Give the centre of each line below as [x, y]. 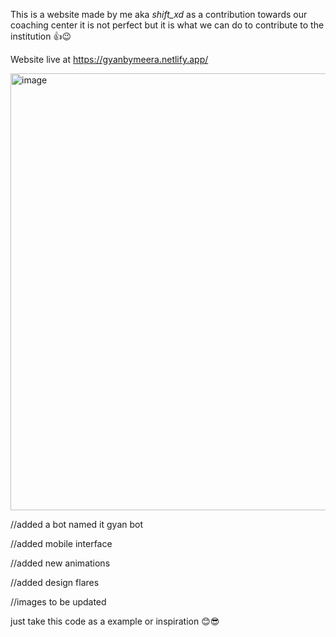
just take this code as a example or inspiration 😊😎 [115, 621]
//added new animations [60, 563]
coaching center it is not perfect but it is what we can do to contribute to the [167, 25]
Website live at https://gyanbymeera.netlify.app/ [109, 59]
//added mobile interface [61, 543]
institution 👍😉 [41, 36]
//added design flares [55, 582]
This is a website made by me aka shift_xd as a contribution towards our [159, 14]
